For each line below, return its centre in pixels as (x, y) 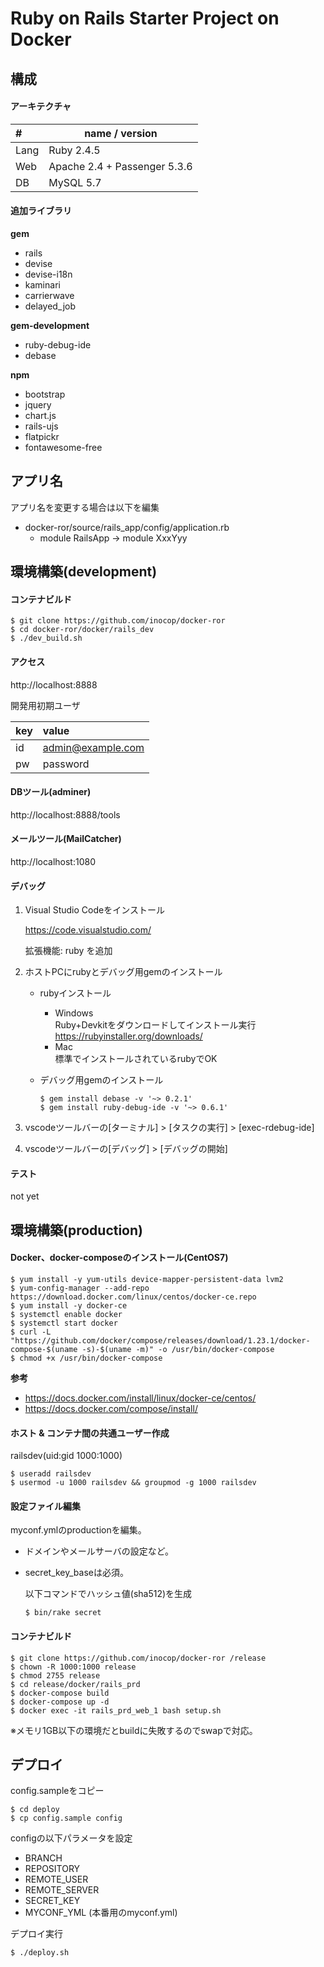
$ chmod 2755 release (55, 1675)
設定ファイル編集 (45, 1506)
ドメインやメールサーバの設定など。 (99, 1551)
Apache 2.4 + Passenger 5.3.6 (120, 166)
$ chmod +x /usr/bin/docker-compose (86, 1358)
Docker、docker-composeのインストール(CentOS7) (119, 1258)
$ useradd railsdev (51, 1474)
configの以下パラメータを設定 (71, 1838)
